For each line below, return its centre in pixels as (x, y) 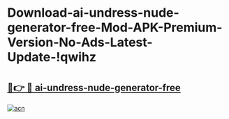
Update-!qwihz (52, 57)
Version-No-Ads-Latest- (80, 42)
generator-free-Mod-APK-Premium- (115, 27)
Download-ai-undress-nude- (93, 13)
